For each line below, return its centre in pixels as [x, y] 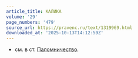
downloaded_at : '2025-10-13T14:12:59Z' [55, 33]
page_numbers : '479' [31, 22]
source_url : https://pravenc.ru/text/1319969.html [69, 28]
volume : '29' [22, 17]
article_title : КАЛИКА [34, 11]
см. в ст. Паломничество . [47, 49]
